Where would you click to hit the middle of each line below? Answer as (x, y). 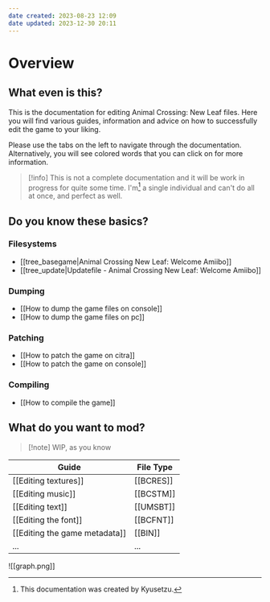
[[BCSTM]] (155, 493)
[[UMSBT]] (154, 506)
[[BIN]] (147, 533)
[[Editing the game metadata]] (70, 533)
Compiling (29, 385)
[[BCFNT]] (154, 520)
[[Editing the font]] (47, 520)
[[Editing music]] (44, 493)
